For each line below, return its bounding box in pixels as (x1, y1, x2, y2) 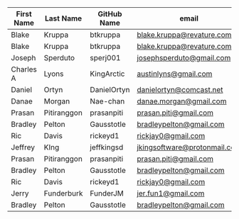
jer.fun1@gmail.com (137, 189, 205, 198)
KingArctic (90, 69, 125, 79)
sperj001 (90, 53, 121, 62)
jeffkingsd (90, 142, 124, 152)
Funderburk (43, 189, 83, 198)
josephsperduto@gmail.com (137, 53, 231, 62)
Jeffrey (11, 142, 36, 152)
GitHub (97, 9, 122, 18)
